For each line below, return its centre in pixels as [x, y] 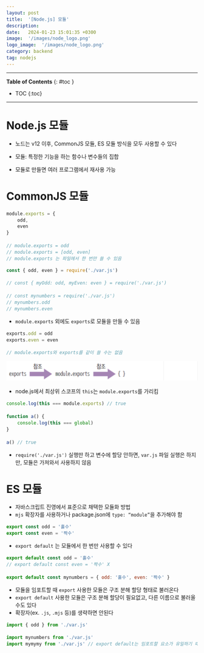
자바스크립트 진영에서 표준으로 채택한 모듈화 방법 [73, 507]
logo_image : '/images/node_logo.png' [55, 45]
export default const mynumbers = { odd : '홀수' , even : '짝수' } [88, 577]
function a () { [25, 417]
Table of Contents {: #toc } [40, 82]
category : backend [29, 52]
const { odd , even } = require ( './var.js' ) [62, 270]
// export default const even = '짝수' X [58, 565]
